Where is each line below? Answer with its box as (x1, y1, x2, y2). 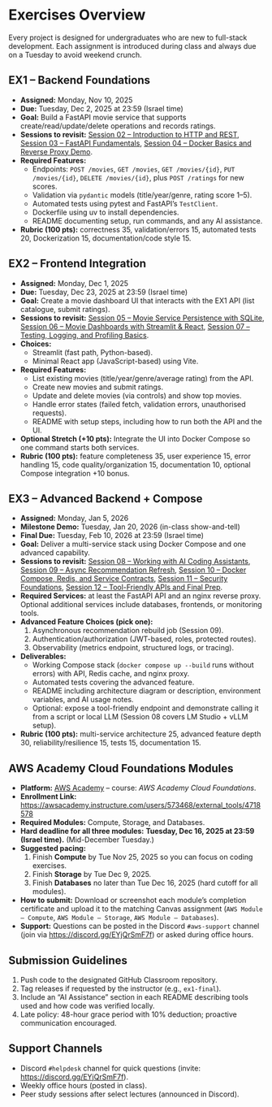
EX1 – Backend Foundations (8, 73, 150, 87)
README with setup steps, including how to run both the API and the (32, 416, 262, 426)
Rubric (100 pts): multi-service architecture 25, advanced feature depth (19, 729, 261, 739)
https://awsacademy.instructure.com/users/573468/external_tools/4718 (19, 801, 261, 810)
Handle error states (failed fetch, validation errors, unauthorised (32, 399, 246, 409)
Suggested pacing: (19, 844, 87, 853)
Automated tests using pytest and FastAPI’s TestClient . (32, 198, 218, 208)
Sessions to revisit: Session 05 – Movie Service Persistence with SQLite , (19, 313, 265, 323)
